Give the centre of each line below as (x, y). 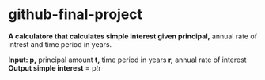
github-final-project (76, 15)
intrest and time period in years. (60, 44)
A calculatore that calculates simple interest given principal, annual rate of (133, 36)
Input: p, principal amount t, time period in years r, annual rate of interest (127, 60)
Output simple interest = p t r (55, 67)
